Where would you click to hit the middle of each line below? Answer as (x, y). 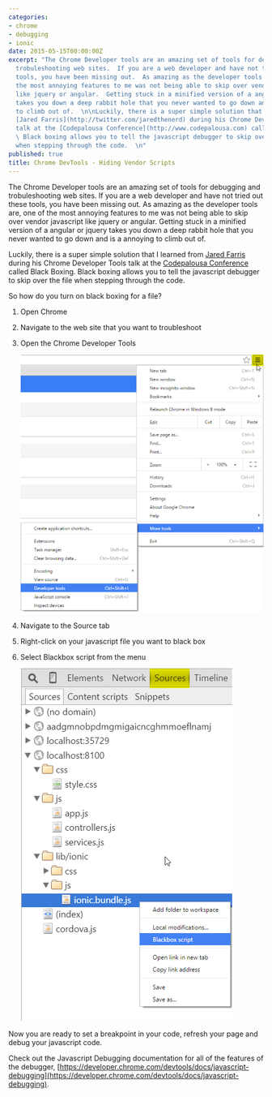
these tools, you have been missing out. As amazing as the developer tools (133, 204)
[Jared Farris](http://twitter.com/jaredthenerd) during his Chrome (134, 120)
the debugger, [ (34, 1067)
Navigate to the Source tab (65, 626)
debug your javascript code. (55, 1043)
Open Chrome (43, 312)
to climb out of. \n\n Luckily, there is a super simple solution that (139, 111)
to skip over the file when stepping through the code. (97, 280)
